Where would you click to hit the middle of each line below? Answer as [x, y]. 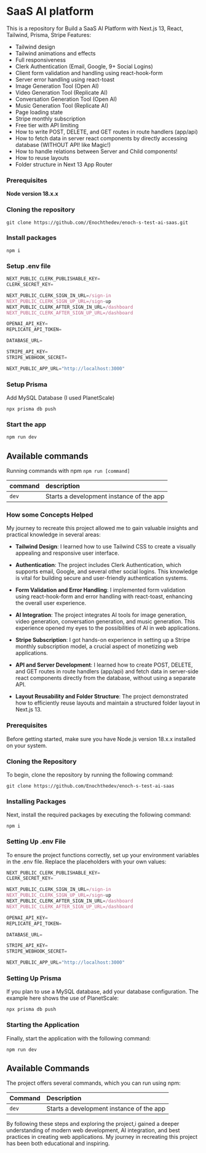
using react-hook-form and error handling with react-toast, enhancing [104, 596]
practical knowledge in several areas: [53, 535]
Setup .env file [29, 266]
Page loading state [39, 112]
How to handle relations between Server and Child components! [96, 151]
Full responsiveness [41, 60]
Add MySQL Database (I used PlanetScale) [61, 397]
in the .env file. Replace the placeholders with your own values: [86, 862]
